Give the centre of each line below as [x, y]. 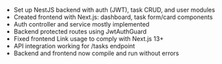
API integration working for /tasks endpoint [74, 46]
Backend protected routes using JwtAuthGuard [80, 31]
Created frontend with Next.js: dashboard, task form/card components [113, 17]
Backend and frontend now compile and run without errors [96, 53]
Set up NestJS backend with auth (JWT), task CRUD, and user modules [114, 10]
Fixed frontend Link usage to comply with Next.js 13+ [89, 39]
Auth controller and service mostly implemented [81, 24]
